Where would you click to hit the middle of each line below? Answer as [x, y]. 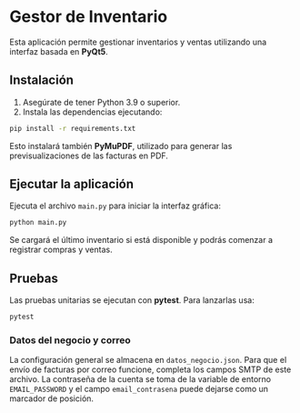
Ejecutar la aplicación [72, 184]
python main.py [38, 223]
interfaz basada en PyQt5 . [59, 51]
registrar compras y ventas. [61, 250]
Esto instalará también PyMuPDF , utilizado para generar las [121, 146]
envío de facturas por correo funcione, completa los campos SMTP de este [150, 369]
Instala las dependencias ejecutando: [92, 112]
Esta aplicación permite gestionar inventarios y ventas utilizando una [138, 42]
